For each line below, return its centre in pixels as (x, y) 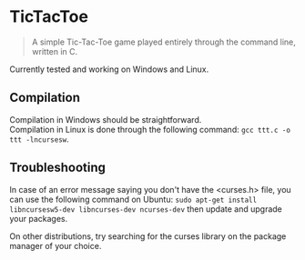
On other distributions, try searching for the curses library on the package (148, 236)
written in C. (55, 51)
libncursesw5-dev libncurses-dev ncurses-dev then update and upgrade (146, 209)
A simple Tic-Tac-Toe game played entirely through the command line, (163, 42)
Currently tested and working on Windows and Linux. (109, 69)
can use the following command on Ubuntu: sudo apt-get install (133, 199)
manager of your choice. (56, 245)
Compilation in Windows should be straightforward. (106, 119)
